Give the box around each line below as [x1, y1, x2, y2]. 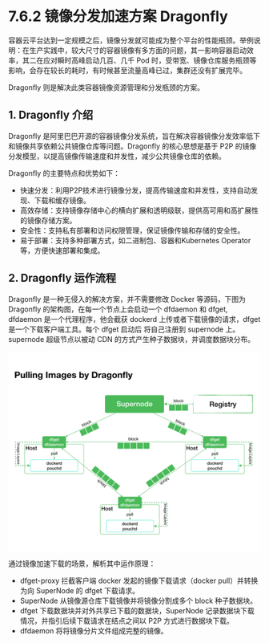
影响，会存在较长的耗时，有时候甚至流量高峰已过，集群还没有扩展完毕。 [8, 65, 247, 75]
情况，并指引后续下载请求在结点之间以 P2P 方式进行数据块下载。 [19, 616, 235, 626]
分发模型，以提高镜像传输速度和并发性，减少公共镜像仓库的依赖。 [8, 151, 226, 161]
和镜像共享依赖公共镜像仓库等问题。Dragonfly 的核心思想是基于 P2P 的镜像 [8, 141, 257, 151]
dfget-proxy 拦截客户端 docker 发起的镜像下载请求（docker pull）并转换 [19, 576, 259, 586]
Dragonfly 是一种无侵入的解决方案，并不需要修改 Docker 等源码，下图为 [8, 294, 247, 303]
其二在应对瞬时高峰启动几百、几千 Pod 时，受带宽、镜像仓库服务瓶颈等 [22, 55, 257, 65]
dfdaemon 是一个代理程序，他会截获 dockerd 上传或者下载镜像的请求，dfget [8, 314, 261, 324]
